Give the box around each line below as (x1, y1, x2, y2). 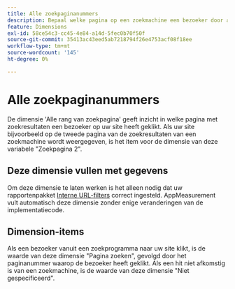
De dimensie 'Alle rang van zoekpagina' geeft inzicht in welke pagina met (7, 114, 218, 123)
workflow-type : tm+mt (7, 43, 71, 50)
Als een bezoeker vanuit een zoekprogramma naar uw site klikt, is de (7, 244, 206, 253)
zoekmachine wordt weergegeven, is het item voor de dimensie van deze (7, 137, 218, 145)
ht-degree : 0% (7, 56, 49, 63)
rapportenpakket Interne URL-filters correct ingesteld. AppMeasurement (7, 191, 215, 199)
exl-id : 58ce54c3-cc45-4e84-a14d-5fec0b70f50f (7, 29, 145, 37)
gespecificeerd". (7, 274, 55, 283)
